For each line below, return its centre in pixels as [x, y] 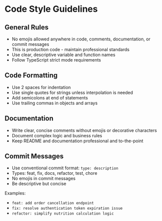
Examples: [15, 193]
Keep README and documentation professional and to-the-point [78, 141]
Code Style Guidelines [51, 9]
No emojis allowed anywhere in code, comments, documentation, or [81, 39]
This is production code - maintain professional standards [70, 49]
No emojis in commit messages [44, 179]
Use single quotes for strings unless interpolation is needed [72, 93]
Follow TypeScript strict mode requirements [56, 60]
